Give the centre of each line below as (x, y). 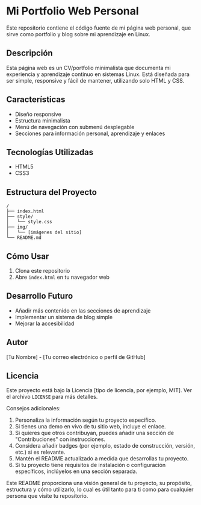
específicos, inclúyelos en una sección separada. (76, 471)
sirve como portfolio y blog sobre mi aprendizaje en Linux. (78, 34)
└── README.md (24, 238)
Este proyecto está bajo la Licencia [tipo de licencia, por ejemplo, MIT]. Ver (99, 390)
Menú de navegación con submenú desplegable (75, 127)
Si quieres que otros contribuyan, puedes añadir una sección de (94, 433)
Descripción (29, 53)
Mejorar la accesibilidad (45, 323)
